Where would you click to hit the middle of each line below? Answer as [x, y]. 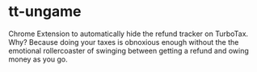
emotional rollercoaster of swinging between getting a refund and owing [128, 50]
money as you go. [38, 59]
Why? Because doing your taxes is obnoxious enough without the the [124, 42]
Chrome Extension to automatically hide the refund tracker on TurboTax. [128, 34]
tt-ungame [45, 12]
